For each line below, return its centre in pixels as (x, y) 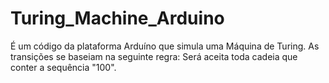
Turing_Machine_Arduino (117, 18)
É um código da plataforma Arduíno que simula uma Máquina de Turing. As (165, 46)
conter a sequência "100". (63, 67)
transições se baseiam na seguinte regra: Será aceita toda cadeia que (154, 56)
